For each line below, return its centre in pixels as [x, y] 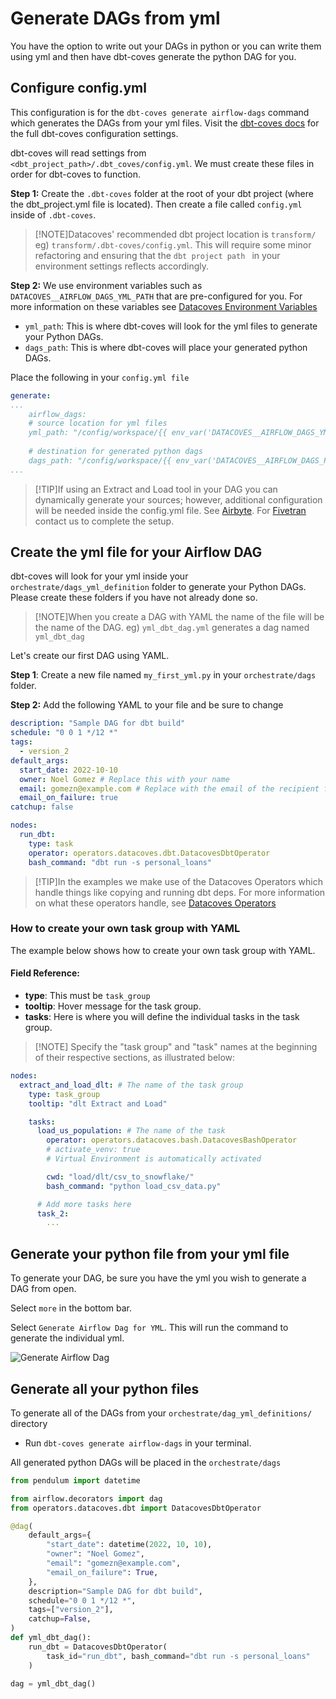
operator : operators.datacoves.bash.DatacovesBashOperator [172, 1140]
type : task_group [64, 1094]
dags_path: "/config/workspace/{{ [100, 460]
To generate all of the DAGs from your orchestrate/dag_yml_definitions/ [161, 1413]
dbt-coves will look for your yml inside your [99, 576]
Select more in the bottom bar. [71, 1308]
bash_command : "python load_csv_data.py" [134, 1186]
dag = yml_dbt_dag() [53, 1683]
